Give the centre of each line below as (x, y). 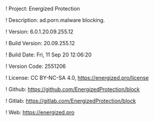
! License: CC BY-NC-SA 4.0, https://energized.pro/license (77, 78)
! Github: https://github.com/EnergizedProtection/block (73, 89)
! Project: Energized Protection (43, 9)
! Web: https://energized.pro (40, 112)
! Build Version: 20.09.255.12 (40, 43)
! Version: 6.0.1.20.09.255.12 (39, 32)
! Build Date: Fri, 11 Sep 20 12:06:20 (49, 55)
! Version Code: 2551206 (36, 66)
